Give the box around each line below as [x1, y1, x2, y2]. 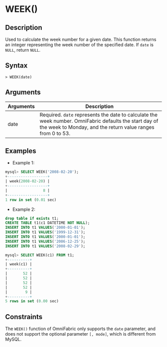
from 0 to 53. [39, 130, 71, 137]
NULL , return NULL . [5, 47, 41, 53]
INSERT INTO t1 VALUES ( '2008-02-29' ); [5, 244, 85, 249]
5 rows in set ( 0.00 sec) [5, 299, 59, 304]
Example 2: [12, 206, 36, 212]
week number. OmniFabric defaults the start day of [39, 117, 159, 124]
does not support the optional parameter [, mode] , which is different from [5, 331, 156, 337]
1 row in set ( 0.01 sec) [5, 197, 57, 202]
